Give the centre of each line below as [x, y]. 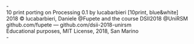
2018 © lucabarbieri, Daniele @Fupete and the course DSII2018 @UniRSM [97, 18]
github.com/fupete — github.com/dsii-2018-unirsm [69, 25]
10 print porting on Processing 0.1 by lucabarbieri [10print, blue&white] [93, 12]
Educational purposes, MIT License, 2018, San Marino [73, 31]
